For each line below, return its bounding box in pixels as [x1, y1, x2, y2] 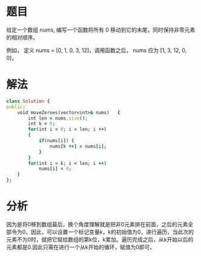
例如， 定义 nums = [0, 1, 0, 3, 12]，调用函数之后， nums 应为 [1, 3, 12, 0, [6, 46, 187, 54]
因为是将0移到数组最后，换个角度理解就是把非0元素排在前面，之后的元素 [6, 220, 188, 227]
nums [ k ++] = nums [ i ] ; [49, 143, 107, 149]
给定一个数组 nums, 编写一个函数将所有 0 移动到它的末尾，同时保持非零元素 [6, 26, 196, 33]
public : [6, 104, 26, 110]
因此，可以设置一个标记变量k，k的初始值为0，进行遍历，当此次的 [30, 228, 194, 235]
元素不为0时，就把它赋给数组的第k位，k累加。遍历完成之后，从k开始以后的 [6, 235, 194, 243]
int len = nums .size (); [28, 115, 88, 121]
